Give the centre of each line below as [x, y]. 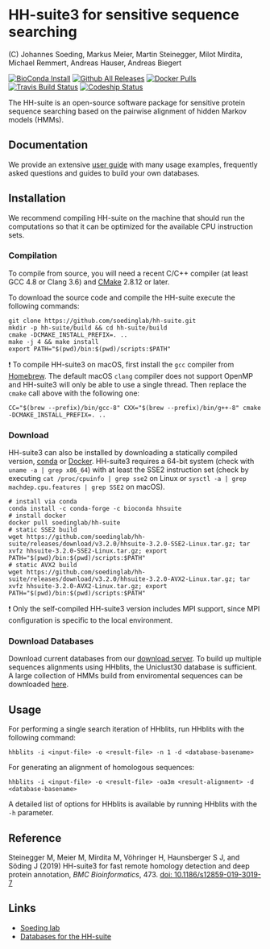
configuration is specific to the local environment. [91, 620]
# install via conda [43, 502]
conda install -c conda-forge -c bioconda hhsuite [95, 509]
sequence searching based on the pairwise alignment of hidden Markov [128, 111]
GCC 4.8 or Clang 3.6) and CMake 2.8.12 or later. [89, 282]
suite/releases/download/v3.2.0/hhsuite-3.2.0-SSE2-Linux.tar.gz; [122, 544]
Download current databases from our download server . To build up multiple [135, 659]
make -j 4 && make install [54, 342]
